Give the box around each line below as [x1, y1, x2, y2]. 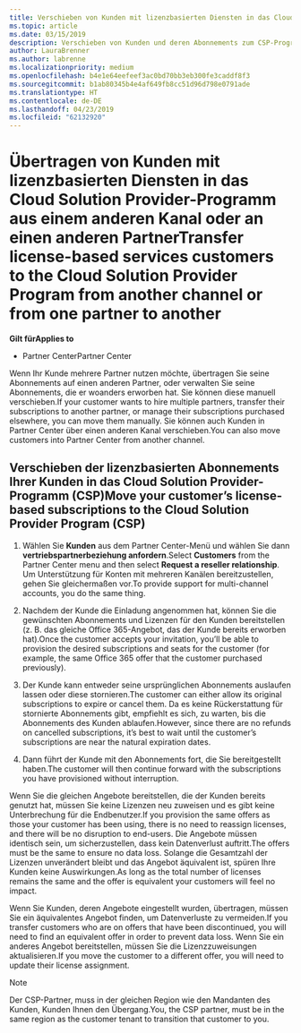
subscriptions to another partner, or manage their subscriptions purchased [9, 406, 285, 417]
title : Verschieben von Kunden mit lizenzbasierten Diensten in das [9, 13, 271, 22]
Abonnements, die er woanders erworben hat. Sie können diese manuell [9, 387, 276, 398]
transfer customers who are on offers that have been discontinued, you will [9, 921, 287, 932]
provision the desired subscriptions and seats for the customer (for [21, 643, 271, 653]
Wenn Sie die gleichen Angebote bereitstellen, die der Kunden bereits [9, 790, 266, 801]
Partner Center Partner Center [21, 351, 133, 362]
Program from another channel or [9, 285, 263, 305]
